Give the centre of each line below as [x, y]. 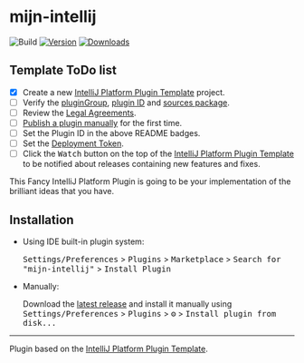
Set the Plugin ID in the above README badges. [111, 133]
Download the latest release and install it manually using [127, 304]
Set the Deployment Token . [73, 143]
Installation [42, 220]
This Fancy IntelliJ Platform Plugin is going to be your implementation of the [150, 181]
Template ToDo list [63, 70]
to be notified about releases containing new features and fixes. [141, 164]
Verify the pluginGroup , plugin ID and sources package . [126, 103]
